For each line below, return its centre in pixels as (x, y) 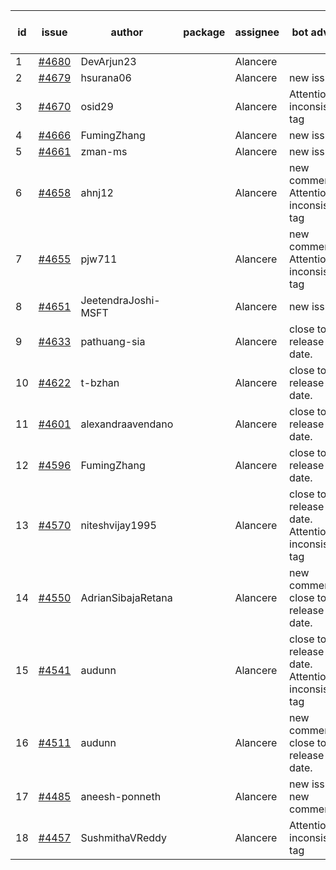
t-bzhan (100, 382)
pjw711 (99, 259)
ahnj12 (97, 192)
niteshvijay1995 (118, 525)
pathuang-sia (113, 341)
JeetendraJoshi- (120, 300)
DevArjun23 (108, 61)
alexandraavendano (127, 424)
